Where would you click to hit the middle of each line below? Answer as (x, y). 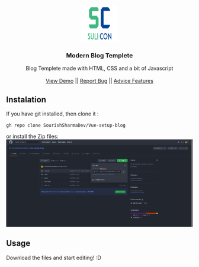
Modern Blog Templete (99, 55)
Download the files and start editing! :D (54, 258)
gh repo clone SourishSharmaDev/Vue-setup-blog (66, 126)
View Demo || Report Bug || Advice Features (99, 81)
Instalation (26, 99)
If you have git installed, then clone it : (52, 114)
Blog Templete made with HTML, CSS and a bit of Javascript (99, 68)
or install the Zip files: (33, 136)
